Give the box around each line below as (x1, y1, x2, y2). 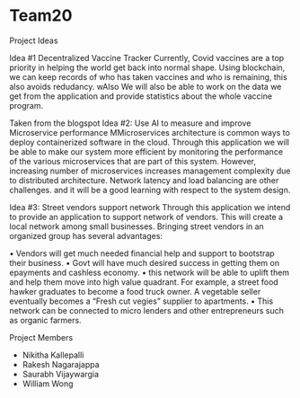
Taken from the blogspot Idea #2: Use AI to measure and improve (9, 118, 251, 128)
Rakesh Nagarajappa (22, 358, 101, 369)
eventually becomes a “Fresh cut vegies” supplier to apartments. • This (9, 296, 274, 306)
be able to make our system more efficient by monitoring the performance (9, 146, 284, 157)
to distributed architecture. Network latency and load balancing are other (9, 174, 279, 185)
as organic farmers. (9, 314, 83, 325)
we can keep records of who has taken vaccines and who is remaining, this (9, 71, 287, 82)
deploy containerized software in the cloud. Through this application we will (9, 137, 290, 147)
